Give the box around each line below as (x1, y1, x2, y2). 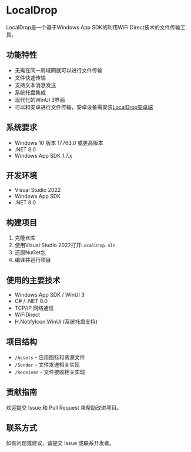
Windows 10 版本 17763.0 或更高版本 (14, 139, 104, 146)
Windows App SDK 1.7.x (14, 152, 72, 159)
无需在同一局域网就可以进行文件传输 (14, 67, 103, 74)
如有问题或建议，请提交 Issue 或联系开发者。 (6, 440, 115, 447)
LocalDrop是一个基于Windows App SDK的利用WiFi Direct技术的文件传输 (6, 24, 181, 31)
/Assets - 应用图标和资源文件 (14, 354, 85, 361)
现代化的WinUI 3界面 (14, 96, 66, 103)
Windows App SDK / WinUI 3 (14, 291, 85, 298)
